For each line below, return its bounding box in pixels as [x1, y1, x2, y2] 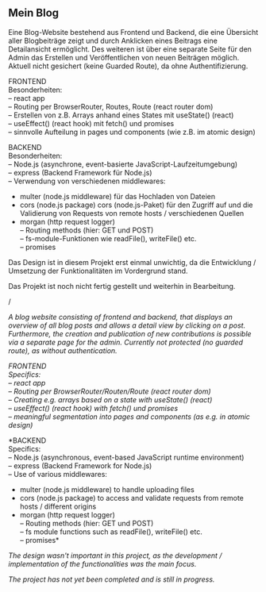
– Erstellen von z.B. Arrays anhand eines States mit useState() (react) [8, 110, 234, 120]
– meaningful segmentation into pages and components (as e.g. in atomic [8, 412, 250, 421]
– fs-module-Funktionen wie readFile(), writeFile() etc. [19, 233, 197, 243]
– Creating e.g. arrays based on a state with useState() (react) [8, 394, 213, 404]
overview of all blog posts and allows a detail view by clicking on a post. [8, 321, 246, 330]
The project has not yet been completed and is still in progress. [8, 575, 215, 584]
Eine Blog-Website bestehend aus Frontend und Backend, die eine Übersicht [8, 27, 259, 37]
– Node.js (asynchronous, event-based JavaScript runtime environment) [8, 452, 245, 462]
